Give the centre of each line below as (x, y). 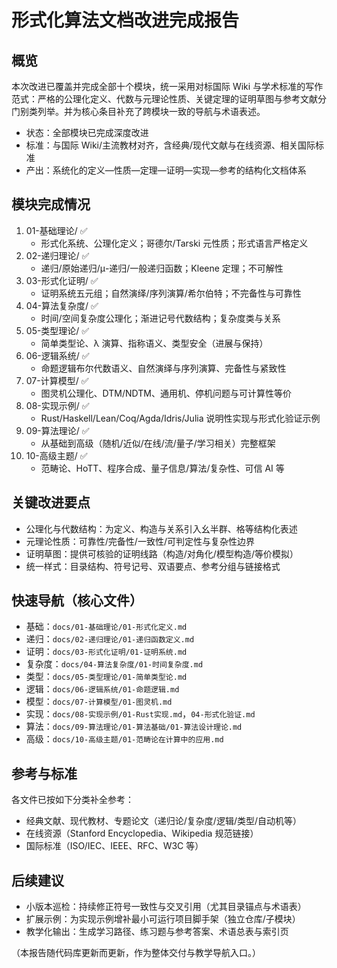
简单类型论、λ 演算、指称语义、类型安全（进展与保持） (154, 343)
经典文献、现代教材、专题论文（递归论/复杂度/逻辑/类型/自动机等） (163, 821)
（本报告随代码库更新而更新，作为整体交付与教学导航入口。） (136, 953)
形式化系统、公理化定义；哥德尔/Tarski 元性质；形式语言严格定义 (174, 243)
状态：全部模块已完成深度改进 (87, 132)
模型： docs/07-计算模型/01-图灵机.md (99, 702)
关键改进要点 (51, 502)
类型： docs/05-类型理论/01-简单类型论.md (106, 677)
